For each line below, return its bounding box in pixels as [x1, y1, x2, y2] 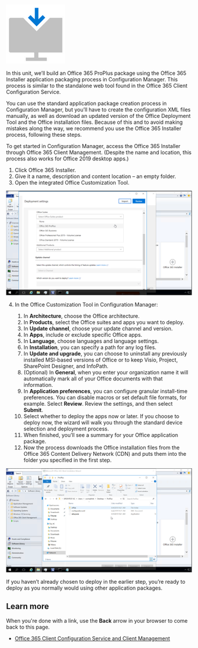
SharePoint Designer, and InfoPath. [23, 363, 109, 370]
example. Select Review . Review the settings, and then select [23, 400, 173, 407]
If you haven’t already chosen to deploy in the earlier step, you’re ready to [6, 578, 186, 585]
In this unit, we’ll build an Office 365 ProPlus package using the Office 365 [6, 70, 187, 77]
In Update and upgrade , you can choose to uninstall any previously [23, 350, 187, 357]
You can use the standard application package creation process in [6, 100, 167, 107]
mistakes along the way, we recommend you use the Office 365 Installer [6, 125, 181, 131]
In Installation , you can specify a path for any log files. [23, 344, 157, 351]
